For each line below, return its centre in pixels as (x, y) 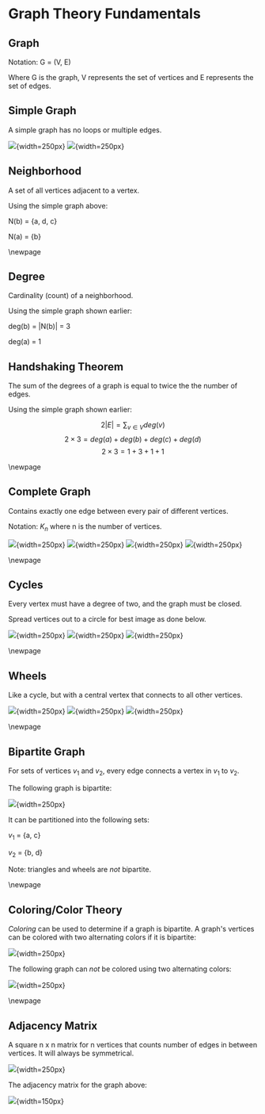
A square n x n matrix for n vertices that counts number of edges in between (133, 1045)
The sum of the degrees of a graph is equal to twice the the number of (123, 386)
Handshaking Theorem (66, 367)
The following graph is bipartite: (60, 788)
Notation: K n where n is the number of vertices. (85, 527)
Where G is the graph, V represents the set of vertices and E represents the (131, 77)
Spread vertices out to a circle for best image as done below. (108, 619)
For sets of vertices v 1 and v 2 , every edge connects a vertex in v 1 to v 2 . (124, 771)
